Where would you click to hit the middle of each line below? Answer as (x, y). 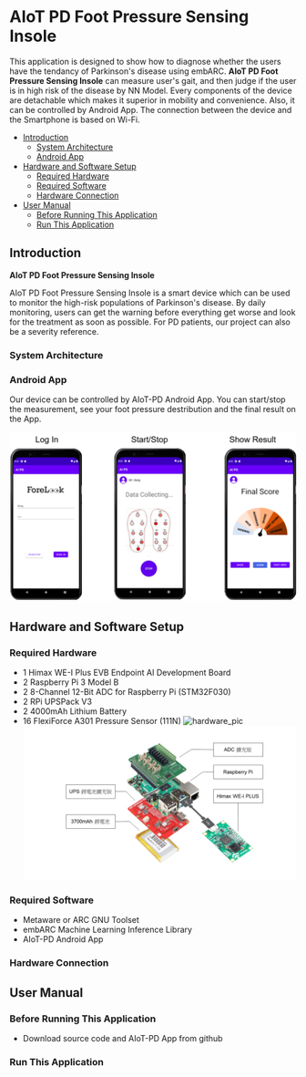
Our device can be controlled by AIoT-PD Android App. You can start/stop (148, 399)
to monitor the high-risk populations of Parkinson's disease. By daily (138, 302)
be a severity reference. (54, 331)
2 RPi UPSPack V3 (57, 701)
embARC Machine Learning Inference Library (107, 930)
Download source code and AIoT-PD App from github (122, 1038)
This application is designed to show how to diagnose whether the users (145, 61)
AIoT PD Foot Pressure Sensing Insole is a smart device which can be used (150, 293)
